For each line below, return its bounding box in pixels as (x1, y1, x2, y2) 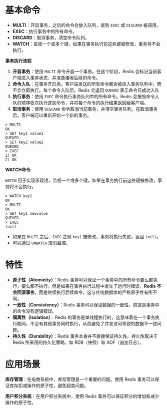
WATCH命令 (5, 166, 31, 173)
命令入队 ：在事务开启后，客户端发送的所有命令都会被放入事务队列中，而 (12, 81, 161, 87)
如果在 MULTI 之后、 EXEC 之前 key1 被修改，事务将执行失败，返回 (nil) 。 (12, 233, 161, 239)
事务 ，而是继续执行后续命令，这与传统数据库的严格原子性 (25, 289, 144, 295)
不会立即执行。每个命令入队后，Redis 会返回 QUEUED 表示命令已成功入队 (12, 87, 159, 93)
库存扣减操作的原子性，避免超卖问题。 (9, 382, 88, 388)
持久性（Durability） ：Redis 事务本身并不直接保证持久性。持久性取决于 (12, 333, 158, 339)
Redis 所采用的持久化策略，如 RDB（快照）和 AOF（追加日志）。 (12, 339, 144, 345)
